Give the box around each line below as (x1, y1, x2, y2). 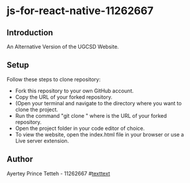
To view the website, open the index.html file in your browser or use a (15, 131, 184, 138)
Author (6, 154, 33, 164)
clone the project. (15, 106, 58, 113)
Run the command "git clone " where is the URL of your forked (15, 112, 167, 119)
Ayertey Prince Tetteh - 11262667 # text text (6, 169, 111, 177)
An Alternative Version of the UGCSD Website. (6, 43, 119, 50)
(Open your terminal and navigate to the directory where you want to (15, 99, 182, 107)
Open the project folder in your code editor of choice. (15, 125, 145, 132)
